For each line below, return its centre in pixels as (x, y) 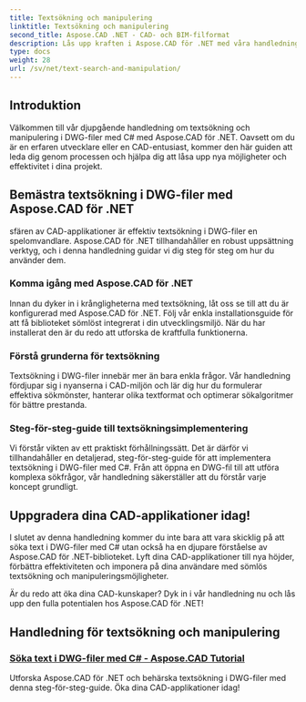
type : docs (30, 52)
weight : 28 (30, 60)
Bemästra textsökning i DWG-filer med (122, 195)
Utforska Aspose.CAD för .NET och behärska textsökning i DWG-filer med (148, 677)
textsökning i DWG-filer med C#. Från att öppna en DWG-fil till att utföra (144, 468)
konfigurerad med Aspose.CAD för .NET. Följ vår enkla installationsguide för (152, 313)
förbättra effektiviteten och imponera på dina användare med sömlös (138, 566)
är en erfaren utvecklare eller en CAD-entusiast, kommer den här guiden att (151, 147)
